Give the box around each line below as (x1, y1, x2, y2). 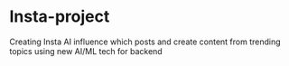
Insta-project (9, 6, 110, 27)
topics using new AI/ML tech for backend (9, 45, 163, 56)
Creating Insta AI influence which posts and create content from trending (9, 36, 282, 47)
